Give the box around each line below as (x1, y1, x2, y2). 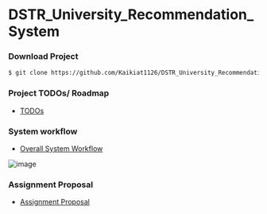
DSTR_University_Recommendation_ (8, 6, 254, 24)
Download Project (8, 51, 79, 62)
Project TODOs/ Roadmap (8, 88, 110, 99)
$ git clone (8, 69, 48, 77)
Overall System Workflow (19, 143, 103, 153)
